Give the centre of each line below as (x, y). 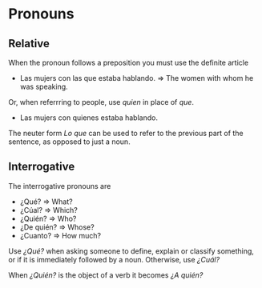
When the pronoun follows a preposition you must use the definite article (129, 62)
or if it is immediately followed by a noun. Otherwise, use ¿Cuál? (114, 259)
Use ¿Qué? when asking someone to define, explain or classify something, (131, 251)
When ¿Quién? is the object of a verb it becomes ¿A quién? (106, 275)
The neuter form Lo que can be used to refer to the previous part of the (126, 133)
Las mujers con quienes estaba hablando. (89, 118)
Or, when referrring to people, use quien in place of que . (101, 102)
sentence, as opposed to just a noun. (69, 142)
